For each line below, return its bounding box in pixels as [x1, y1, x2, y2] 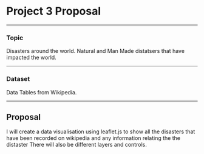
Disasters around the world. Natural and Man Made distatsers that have [6, 47, 185, 55]
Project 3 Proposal [6, 4, 101, 18]
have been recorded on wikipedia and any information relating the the [6, 135, 181, 142]
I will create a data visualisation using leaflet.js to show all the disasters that [6, 128, 195, 135]
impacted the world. [6, 54, 56, 61]
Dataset [6, 75, 30, 83]
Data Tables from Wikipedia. [6, 88, 77, 96]
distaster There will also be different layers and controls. [6, 141, 147, 149]
